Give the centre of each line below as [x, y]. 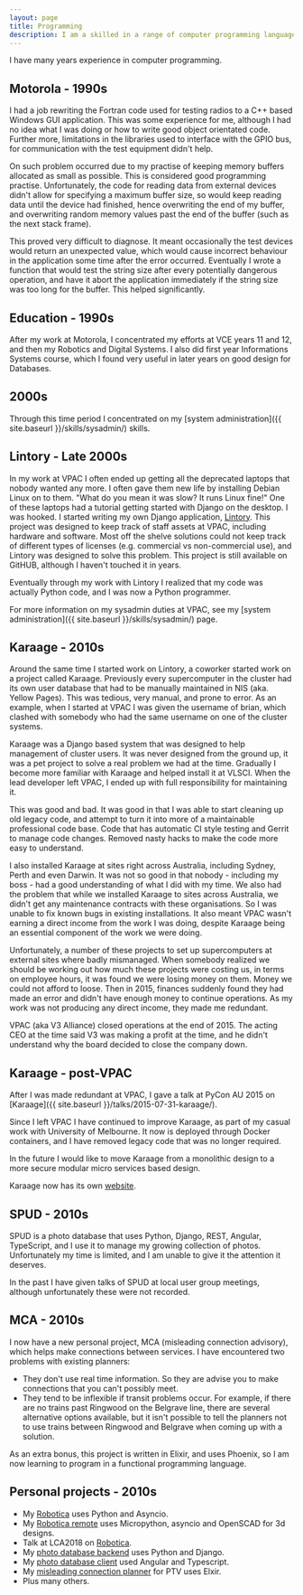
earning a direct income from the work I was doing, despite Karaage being [147, 924]
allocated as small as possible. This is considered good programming [138, 176]
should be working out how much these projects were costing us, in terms [147, 970]
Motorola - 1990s [59, 88]
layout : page [34, 18]
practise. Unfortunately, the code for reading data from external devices [143, 185]
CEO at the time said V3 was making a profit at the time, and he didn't [139, 1035]
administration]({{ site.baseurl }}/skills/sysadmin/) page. [114, 619]
